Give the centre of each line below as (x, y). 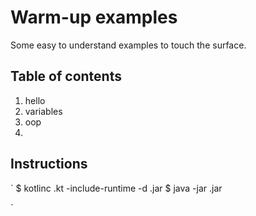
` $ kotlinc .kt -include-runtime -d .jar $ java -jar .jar (116, 188)
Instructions (49, 164)
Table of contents (66, 76)
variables (43, 111)
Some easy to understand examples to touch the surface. (128, 45)
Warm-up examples (94, 17)
